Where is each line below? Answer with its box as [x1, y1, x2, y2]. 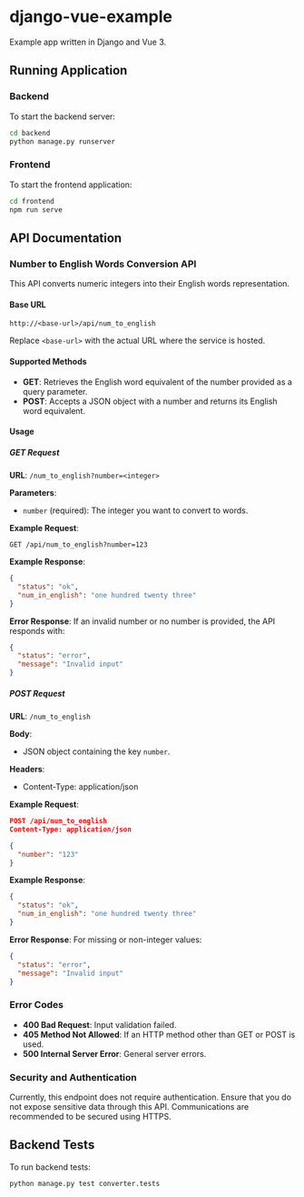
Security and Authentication [9, 1071, 138, 1083]
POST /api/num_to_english [9, 817, 107, 826]
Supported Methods [9, 356, 88, 367]
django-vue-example [9, 6, 172, 27]
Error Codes [9, 999, 64, 1011]
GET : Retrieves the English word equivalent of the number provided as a [22, 376, 293, 387]
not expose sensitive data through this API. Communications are [9, 1101, 250, 1112]
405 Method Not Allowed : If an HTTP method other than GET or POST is [22, 1029, 296, 1040]
